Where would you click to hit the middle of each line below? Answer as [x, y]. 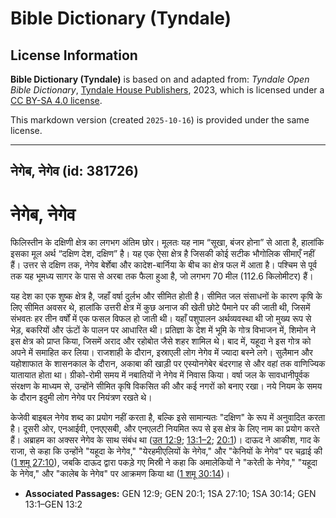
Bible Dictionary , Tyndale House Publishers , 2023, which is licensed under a [167, 90]
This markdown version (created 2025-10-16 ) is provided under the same [160, 120]
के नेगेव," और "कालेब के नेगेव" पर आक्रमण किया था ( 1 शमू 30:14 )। [120, 474]
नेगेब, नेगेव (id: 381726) [74, 171]
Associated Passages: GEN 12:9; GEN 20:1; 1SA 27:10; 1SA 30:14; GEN [170, 494]
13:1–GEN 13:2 [53, 504]
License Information [74, 55]
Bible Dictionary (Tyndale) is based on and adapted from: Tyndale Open [160, 79]
